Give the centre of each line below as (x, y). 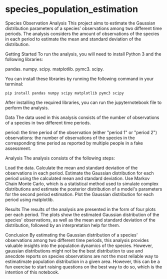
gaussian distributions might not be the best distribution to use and (74, 250)
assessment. (18, 148)
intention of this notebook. (32, 272)
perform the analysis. (27, 107)
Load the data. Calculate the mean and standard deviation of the (71, 167)
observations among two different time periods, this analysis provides (77, 240)
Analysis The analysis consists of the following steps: (60, 158)
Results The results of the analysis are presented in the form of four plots (80, 209)
